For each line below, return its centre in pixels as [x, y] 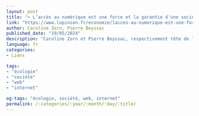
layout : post [22, 11]
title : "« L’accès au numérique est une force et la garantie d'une [92, 17]
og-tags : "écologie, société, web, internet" [63, 99]
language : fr [22, 45]
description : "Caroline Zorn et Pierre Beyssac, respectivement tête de [98, 39]
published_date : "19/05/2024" [44, 34]
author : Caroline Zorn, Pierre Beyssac [55, 28]
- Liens [16, 55]
